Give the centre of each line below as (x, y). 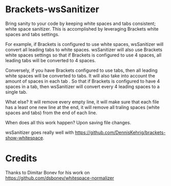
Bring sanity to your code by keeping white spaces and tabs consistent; (80, 23)
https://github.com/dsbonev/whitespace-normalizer (60, 178)
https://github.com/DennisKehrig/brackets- (120, 132)
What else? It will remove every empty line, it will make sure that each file (82, 102)
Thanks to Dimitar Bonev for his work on (48, 172)
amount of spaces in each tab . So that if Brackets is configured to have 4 (83, 81)
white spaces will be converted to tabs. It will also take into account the (80, 75)
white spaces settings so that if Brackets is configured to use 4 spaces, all (83, 55)
